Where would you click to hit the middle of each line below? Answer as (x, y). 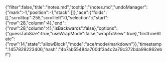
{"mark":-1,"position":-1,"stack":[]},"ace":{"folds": (56, 12)
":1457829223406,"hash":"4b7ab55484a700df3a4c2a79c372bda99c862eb (84, 49)
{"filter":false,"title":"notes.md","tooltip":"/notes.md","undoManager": (76, 7)
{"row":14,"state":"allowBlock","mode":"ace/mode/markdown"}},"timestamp (83, 44)
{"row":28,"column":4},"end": (36, 23)
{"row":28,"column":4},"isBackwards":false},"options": (61, 28)
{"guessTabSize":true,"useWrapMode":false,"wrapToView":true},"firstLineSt (83, 33)
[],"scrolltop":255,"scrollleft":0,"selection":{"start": (57, 18)
